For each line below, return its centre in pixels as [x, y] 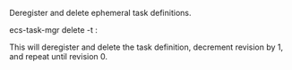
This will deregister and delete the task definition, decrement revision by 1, [146, 47]
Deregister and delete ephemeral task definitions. [100, 13]
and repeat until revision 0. [59, 56]
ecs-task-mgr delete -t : [54, 30]
